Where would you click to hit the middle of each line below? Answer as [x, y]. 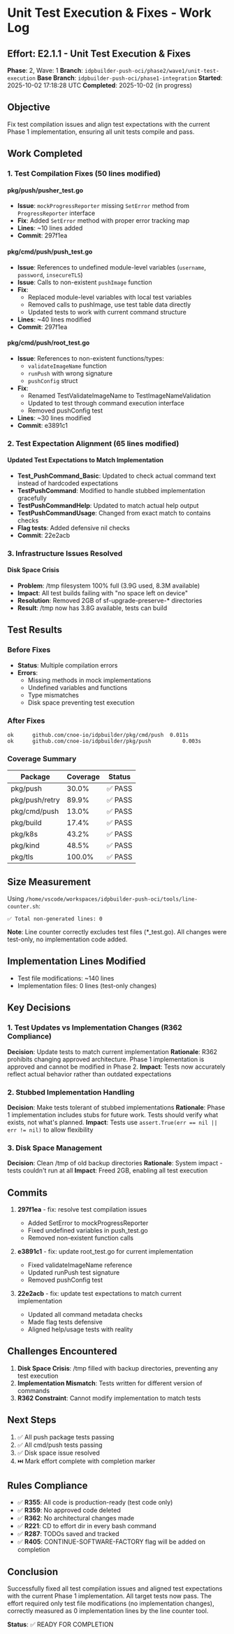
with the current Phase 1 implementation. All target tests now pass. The [109, 1596]
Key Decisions [39, 1008]
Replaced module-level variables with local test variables [110, 297]
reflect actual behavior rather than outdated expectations [89, 1074]
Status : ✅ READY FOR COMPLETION [60, 1625]
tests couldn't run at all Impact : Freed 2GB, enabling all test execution [108, 1170]
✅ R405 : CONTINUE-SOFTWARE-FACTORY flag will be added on [111, 1542]
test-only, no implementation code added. [67, 939]
